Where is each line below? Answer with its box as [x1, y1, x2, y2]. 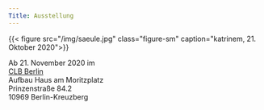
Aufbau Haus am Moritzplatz [8, 75, 104, 84]
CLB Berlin [8, 66, 44, 76]
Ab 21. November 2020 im [8, 58, 95, 67]
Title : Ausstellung [8, 11, 74, 20]
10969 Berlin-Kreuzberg [8, 92, 89, 101]
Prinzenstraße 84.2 [8, 84, 73, 93]
